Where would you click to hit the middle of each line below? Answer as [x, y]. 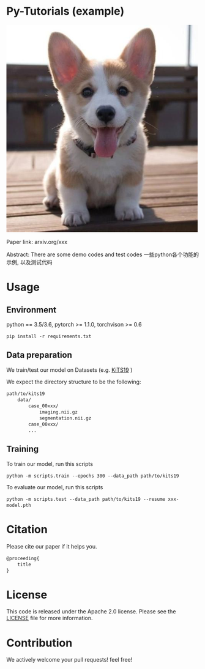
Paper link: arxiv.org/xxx [37, 242]
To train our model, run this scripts [50, 464]
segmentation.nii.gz [65, 418]
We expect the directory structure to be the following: [74, 382]
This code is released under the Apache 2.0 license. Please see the [91, 612]
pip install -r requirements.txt [49, 336]
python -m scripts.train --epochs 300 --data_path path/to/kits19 [93, 476]
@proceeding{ [23, 558]
